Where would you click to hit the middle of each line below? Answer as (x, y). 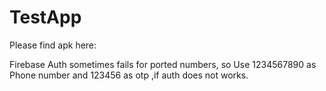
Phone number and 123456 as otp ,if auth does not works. (129, 75)
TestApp (45, 17)
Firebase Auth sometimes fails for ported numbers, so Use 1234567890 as (163, 64)
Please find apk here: (53, 45)
